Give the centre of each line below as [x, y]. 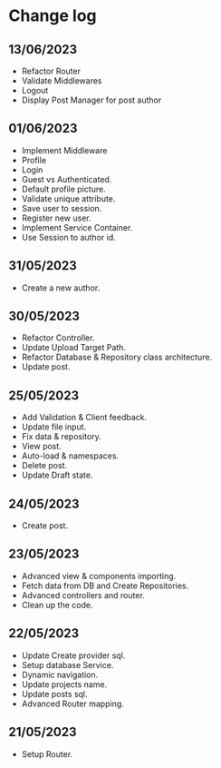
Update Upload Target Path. [73, 348]
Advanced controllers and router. [83, 595]
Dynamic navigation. [60, 674]
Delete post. [44, 466]
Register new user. [56, 218]
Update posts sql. [54, 694]
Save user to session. [62, 208]
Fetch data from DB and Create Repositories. [105, 586]
